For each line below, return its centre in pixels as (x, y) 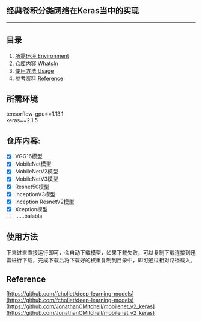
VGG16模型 (29, 156)
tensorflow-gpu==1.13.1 (35, 114)
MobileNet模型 (33, 164)
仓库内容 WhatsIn (36, 63)
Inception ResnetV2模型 (44, 202)
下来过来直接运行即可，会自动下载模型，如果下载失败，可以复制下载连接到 (98, 252)
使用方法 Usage (34, 70)
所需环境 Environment (42, 55)
